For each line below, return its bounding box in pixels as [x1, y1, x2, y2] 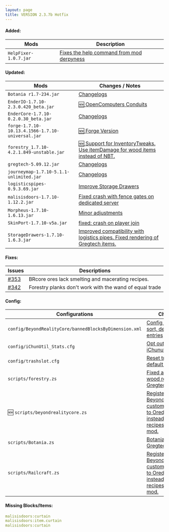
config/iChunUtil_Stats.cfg [8, 344, 75, 350]
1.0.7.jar [8, 55, 31, 61]
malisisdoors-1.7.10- [8, 194, 59, 200]
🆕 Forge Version [78, 127, 119, 134]
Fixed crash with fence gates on [78, 193, 154, 200]
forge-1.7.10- [8, 123, 42, 129]
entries [146, 332, 163, 339]
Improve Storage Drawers [78, 183, 139, 190]
